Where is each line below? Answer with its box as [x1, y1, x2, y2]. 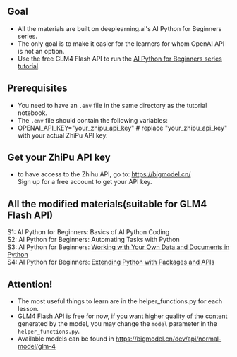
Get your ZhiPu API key [7, 152, 111, 164]
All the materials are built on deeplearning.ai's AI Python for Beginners [17, 24, 222, 32]
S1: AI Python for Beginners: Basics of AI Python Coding [7, 228, 170, 236]
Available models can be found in [17, 334, 114, 343]
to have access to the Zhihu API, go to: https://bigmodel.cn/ [17, 170, 191, 178]
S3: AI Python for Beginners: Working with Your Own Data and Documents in [7, 243, 230, 251]
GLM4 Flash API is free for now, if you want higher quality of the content [17, 312, 228, 320]
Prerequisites [7, 83, 68, 95]
